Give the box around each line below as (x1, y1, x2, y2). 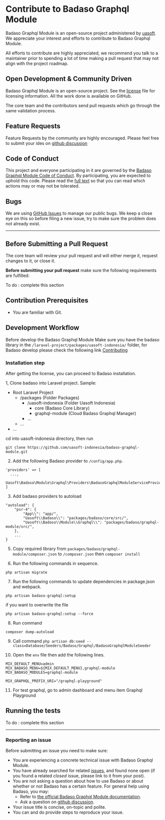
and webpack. (12, 583, 42, 590)
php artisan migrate (5, 570, 48, 575)
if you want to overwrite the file (5, 601, 69, 607)
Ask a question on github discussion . (20, 799, 94, 805)
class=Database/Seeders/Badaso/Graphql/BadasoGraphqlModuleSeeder (12, 643, 151, 648)
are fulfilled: (5, 273, 30, 278)
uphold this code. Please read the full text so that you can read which (5, 178, 146, 184)
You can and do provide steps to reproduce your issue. (12, 809, 124, 816)
